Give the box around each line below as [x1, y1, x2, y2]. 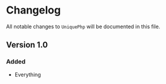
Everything [14, 71, 41, 78]
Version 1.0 [6, 40, 48, 50]
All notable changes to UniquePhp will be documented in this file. [6, 23, 160, 30]
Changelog [6, 4, 61, 17]
